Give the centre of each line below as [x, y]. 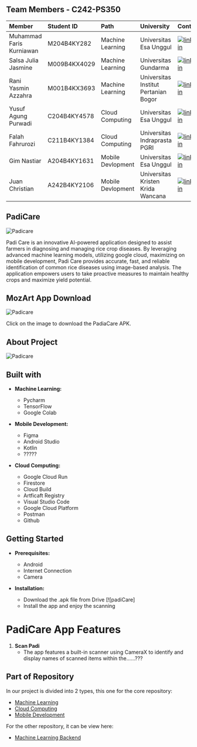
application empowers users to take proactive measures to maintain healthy [98, 273]
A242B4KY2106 [71, 185]
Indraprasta [156, 140]
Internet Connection [47, 570]
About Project [32, 342]
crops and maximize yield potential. [49, 280]
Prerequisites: [32, 553]
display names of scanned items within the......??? [83, 658]
